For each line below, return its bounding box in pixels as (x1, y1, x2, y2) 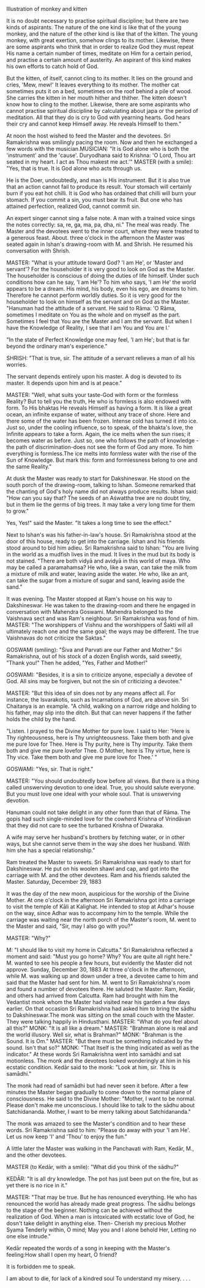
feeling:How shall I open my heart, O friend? (6, 1251, 117, 1258)
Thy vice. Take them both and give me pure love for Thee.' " (6, 754, 158, 761)
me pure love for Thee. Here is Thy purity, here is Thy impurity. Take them (6, 740, 193, 748)
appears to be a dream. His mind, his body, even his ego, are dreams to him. (6, 285, 199, 292)
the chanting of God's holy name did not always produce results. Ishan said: (6, 488, 198, 495)
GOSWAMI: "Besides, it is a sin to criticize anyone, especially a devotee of (6, 671, 193, 678)
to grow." (6, 507, 29, 515)
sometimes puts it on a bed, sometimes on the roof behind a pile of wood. (6, 88, 193, 94)
